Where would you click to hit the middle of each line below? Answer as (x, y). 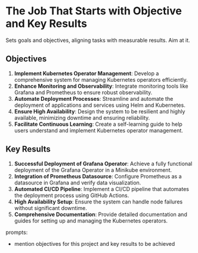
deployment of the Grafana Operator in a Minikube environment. (93, 170)
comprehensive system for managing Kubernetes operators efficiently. (101, 79)
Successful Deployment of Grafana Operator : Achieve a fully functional (103, 163)
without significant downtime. (50, 208)
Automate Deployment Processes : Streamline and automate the (94, 98)
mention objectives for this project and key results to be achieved (95, 243)
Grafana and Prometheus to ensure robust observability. (83, 92)
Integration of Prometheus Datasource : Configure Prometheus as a (98, 176)
